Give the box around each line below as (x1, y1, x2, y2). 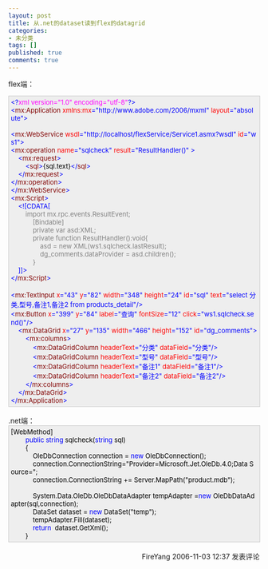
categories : (8, 26, 48, 34)
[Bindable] (32, 217, 65, 226)
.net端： (8, 416, 36, 425)
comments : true (8, 57, 59, 65)
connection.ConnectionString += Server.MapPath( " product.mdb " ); (32, 475, 235, 484)
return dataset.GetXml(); (32, 523, 109, 532)
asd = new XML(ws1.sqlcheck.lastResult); (39, 241, 167, 250)
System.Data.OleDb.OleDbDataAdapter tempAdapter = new (32, 491, 211, 500)
